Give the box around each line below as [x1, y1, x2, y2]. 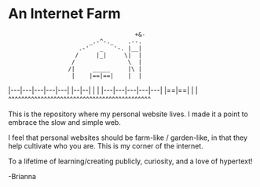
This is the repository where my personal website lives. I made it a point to [8, 109, 249, 119]
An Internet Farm [8, 5, 121, 23]
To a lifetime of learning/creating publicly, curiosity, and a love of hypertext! [8, 156, 253, 166]
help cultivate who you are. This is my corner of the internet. [8, 141, 204, 150]
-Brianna [8, 171, 37, 181]
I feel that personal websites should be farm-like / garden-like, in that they [8, 133, 248, 142]
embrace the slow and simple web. [8, 117, 122, 126]
